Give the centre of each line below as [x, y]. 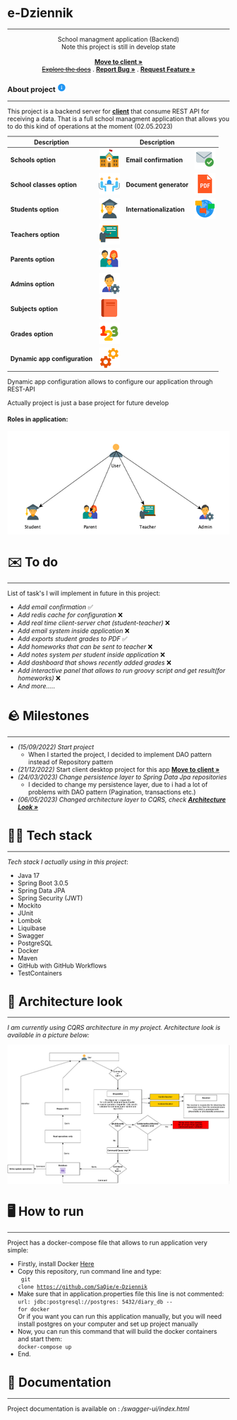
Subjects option [34, 309]
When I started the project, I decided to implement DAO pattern [120, 754]
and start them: [39, 1339]
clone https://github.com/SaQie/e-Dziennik [83, 1287]
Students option [35, 209]
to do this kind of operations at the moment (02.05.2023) [90, 127]
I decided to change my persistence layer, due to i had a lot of [118, 784]
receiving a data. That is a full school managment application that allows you [119, 119]
